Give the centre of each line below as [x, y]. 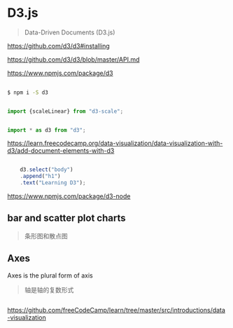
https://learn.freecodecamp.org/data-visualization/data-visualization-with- [115, 143]
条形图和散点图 [46, 235]
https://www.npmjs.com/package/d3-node [69, 196]
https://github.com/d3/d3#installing [58, 46]
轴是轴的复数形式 [49, 289]
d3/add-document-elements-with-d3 [61, 151]
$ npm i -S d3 [28, 93]
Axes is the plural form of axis [50, 275]
